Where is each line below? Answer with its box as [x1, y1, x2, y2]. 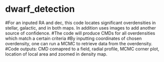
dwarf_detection [5, 3, 75, 15]
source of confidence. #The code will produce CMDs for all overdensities [5, 30, 156, 36]
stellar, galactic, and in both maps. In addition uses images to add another [5, 25, 156, 31]
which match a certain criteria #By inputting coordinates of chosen [5, 35, 142, 41]
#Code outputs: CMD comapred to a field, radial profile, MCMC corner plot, [5, 46, 160, 52]
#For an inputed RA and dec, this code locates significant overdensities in [5, 20, 156, 26]
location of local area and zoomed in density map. [5, 51, 108, 57]
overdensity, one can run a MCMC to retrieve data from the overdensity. [5, 40, 153, 46]
